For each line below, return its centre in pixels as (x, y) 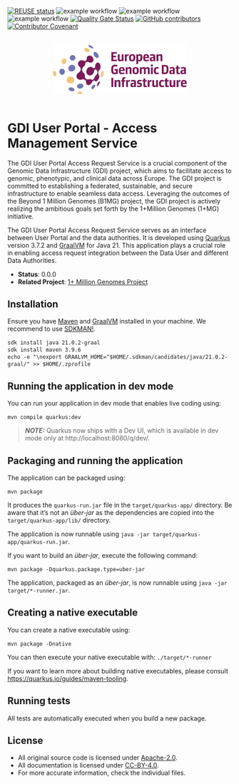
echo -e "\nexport (35, 357)
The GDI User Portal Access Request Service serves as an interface (107, 230)
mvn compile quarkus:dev (44, 418)
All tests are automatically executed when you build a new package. (107, 718)
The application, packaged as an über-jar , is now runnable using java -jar (117, 583)
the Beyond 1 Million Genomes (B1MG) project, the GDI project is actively (114, 201)
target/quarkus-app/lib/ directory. (59, 521)
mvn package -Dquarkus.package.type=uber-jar (76, 570)
